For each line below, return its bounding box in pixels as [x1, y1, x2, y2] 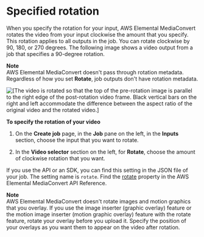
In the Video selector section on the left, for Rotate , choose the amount [15, 148, 196, 155]
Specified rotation [6, 4, 99, 18]
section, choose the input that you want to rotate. [15, 136, 139, 144]
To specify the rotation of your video [6, 118, 100, 126]
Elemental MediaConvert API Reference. [6, 179, 107, 186]
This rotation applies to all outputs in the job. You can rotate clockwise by [6, 37, 190, 44]
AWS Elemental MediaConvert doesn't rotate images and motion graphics [6, 197, 191, 205]
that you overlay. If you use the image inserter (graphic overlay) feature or [6, 204, 192, 211]
